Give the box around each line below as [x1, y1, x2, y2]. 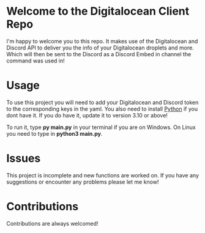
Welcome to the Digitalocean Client [6, 4, 190, 18]
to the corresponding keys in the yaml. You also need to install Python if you [6, 105, 198, 113]
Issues [6, 152, 41, 166]
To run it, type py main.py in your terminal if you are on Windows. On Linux [6, 124, 196, 131]
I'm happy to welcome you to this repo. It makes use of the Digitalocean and [6, 37, 198, 45]
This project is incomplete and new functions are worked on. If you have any [6, 171, 199, 179]
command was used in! [6, 57, 65, 64]
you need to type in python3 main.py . [6, 130, 103, 137]
